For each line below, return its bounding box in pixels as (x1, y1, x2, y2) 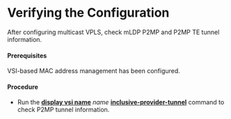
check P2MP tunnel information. (17, 106, 110, 114)
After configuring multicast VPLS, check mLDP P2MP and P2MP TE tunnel (7, 28, 220, 36)
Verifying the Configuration (7, 5, 170, 21)
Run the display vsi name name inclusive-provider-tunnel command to (17, 98, 225, 106)
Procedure (7, 82, 38, 91)
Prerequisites (7, 51, 47, 60)
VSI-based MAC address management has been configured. (7, 67, 181, 75)
